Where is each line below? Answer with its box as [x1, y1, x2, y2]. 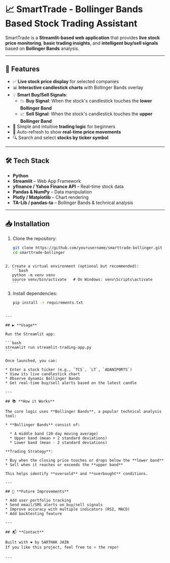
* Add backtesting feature [5, 511, 62, 516]
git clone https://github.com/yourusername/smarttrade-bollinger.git [12, 245, 163, 251]
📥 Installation [5, 219, 50, 228]
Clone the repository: [12, 236, 57, 242]
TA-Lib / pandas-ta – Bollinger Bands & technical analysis [12, 200, 133, 206]
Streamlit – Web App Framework [12, 178, 81, 184]
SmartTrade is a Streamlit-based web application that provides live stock [5, 35, 160, 41]
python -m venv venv [12, 273, 56, 278]
